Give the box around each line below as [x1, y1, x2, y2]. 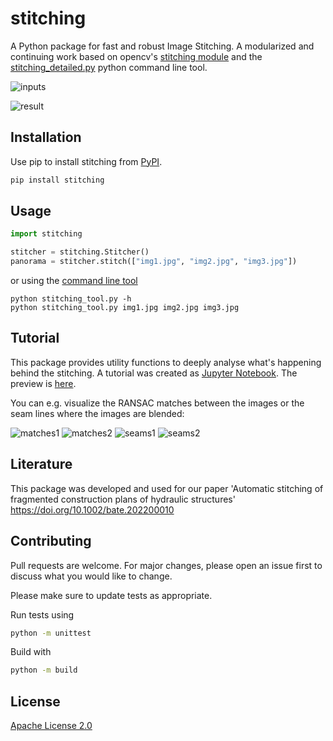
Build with [10, 646, 52, 658]
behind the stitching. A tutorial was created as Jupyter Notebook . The [10, 367, 298, 379]
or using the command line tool [10, 275, 138, 287]
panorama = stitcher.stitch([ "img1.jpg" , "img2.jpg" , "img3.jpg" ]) [10, 257, 298, 267]
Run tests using [10, 608, 75, 621]
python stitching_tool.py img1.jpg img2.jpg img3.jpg [10, 303, 240, 313]
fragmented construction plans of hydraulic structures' [10, 493, 236, 505]
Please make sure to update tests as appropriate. [10, 589, 213, 601]
